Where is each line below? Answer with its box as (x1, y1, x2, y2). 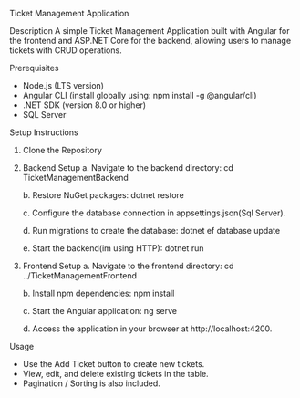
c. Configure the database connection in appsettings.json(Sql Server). (22, 207, 286, 218)
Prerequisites (9, 63, 59, 73)
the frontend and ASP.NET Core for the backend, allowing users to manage (9, 36, 292, 46)
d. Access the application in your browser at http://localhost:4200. (22, 323, 273, 334)
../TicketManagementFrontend (22, 270, 138, 281)
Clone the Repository (22, 145, 103, 155)
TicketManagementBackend (22, 173, 129, 183)
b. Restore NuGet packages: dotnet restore (22, 190, 184, 200)
